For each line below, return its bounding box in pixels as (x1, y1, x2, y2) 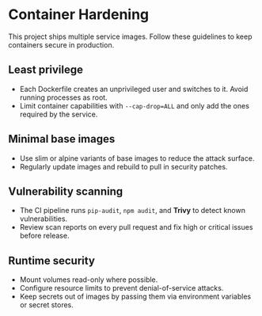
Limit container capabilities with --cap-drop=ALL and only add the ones (19, 101, 249, 110)
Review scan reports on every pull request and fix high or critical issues (19, 223, 253, 232)
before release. (19, 231, 70, 241)
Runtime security (8, 253, 95, 267)
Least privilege (8, 63, 84, 77)
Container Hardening (8, 6, 150, 24)
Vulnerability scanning (8, 185, 123, 198)
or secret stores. (19, 300, 74, 310)
